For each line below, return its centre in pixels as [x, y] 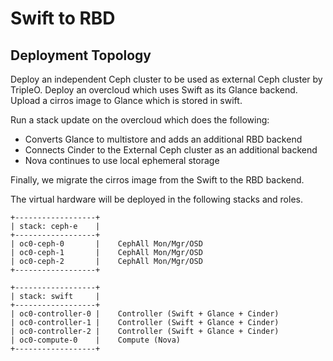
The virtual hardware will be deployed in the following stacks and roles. [156, 199]
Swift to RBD [63, 18]
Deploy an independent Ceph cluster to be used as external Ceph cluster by [166, 79]
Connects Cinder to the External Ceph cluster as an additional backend [171, 150]
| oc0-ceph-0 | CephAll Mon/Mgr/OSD [106, 244]
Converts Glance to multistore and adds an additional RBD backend [163, 139]
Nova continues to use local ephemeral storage [122, 160]
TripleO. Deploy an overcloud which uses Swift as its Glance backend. [154, 90]
